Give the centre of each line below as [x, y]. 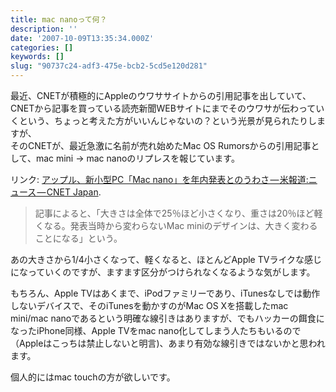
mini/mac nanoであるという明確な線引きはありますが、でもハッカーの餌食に [167, 318]
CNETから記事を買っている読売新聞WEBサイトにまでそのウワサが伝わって [163, 108]
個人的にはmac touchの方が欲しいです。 [93, 377]
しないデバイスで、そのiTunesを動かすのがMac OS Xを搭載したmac [149, 305]
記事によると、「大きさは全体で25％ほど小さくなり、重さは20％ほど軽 [178, 213]
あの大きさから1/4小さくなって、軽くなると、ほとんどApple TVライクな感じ [166, 259]
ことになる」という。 [78, 238]
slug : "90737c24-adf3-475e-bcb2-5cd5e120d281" [109, 66]
